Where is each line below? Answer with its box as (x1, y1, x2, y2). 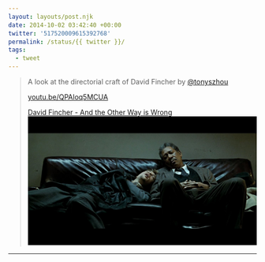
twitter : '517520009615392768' (8, 29, 111, 37)
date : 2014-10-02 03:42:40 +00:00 (8, 21, 122, 29)
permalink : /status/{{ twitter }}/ (8, 38, 125, 46)
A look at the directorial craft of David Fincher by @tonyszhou (27, 77, 229, 86)
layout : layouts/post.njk (8, 13, 93, 21)
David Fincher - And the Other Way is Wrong (27, 107, 173, 117)
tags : (8, 46, 26, 54)
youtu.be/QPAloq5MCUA (27, 92, 109, 102)
